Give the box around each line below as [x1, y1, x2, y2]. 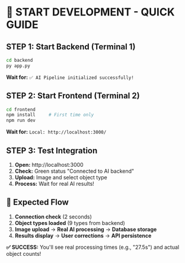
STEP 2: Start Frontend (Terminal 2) [6, 91, 141, 101]
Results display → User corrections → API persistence [14, 232, 152, 239]
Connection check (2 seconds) [14, 213, 92, 220]
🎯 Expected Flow [6, 197, 69, 207]
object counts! [6, 250, 42, 257]
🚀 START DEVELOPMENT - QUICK [6, 5, 175, 19]
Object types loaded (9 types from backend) [14, 219, 126, 226]
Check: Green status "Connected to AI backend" [14, 167, 135, 175]
